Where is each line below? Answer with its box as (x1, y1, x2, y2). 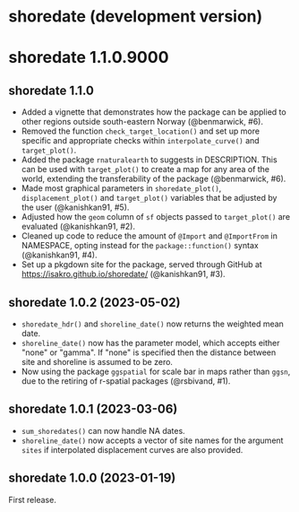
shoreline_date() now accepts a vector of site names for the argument (21, 435, 284, 446)
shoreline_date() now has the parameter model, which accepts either (21, 338, 280, 348)
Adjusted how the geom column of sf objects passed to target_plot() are (21, 212, 291, 222)
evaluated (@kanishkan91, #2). (21, 221, 136, 232)
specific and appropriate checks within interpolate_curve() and (21, 135, 261, 146)
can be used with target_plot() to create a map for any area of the (21, 164, 270, 175)
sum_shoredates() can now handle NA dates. (21, 425, 185, 436)
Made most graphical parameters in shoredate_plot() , (21, 183, 222, 194)
